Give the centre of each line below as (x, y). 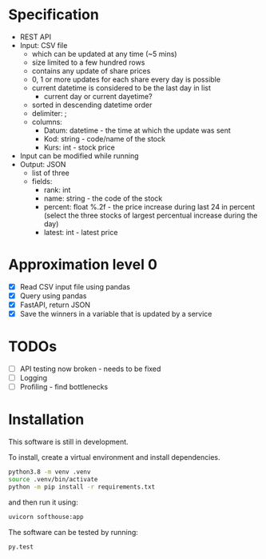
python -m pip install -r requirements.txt (82, 487)
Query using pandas (53, 295)
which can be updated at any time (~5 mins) (104, 54)
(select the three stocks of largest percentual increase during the (151, 215)
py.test (21, 547)
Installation (46, 419)
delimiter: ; (49, 113)
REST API (36, 37)
